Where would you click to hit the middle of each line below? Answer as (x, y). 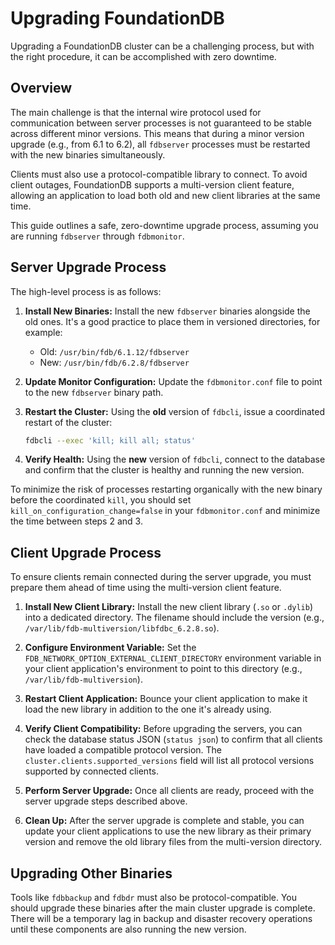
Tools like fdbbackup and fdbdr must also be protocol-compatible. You (154, 898)
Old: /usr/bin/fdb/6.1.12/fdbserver (114, 351)
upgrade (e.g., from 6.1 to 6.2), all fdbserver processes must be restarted (160, 144)
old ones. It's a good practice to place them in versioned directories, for (172, 321)
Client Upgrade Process (86, 552)
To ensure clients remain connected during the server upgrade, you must (161, 577)
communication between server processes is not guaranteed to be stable (161, 123)
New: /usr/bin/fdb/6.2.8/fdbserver (114, 362)
